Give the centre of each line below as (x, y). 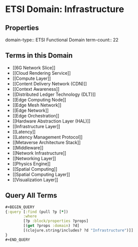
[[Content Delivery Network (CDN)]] (49, 83)
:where (30, 216)
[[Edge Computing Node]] (39, 99)
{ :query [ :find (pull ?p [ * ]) (37, 212)
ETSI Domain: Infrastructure (65, 9)
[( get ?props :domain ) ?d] (51, 226)
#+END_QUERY (18, 239)
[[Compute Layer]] (32, 78)
